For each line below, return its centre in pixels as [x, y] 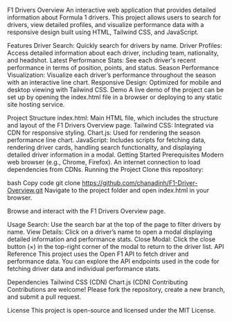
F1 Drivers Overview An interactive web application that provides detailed [111, 10]
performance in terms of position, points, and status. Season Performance [113, 68]
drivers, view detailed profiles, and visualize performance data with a [106, 25]
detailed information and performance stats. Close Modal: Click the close [111, 239]
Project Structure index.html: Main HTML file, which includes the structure [113, 118]
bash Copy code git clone [44, 183]
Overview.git [25, 190]
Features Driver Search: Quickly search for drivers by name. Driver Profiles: [115, 45]
